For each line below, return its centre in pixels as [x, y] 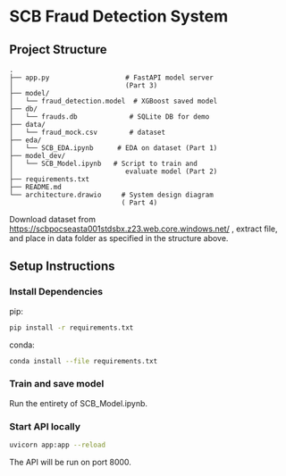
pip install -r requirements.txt [71, 328]
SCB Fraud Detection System [119, 17]
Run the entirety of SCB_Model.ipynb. [79, 403]
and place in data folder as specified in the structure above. [119, 238]
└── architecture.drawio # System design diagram [112, 195]
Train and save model [57, 384]
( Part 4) [139, 203]
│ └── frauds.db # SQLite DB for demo [109, 117]
